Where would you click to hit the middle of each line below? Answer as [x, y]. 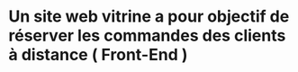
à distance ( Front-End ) [98, 55]
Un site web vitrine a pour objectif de [149, 17]
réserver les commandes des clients [147, 36]
